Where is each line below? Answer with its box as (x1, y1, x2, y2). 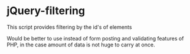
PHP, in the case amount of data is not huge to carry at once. (6, 41, 155, 48)
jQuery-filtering (6, 4, 85, 18)
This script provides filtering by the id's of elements (6, 23, 132, 31)
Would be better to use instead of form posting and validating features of (6, 35, 184, 42)
